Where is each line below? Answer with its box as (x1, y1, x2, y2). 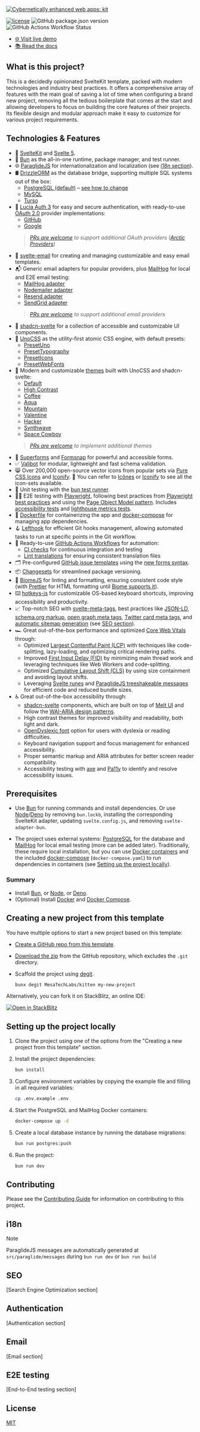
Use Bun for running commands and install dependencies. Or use (14, 804, 176, 812)
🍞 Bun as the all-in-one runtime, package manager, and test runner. (14, 156, 181, 163)
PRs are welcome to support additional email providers (29, 310, 165, 317)
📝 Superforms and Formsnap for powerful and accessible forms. (14, 453, 174, 461)
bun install (14, 1067, 45, 1073)
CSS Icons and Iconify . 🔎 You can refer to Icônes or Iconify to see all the (14, 473, 192, 480)
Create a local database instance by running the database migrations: (14, 1129, 186, 1136)
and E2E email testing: (14, 273, 70, 281)
